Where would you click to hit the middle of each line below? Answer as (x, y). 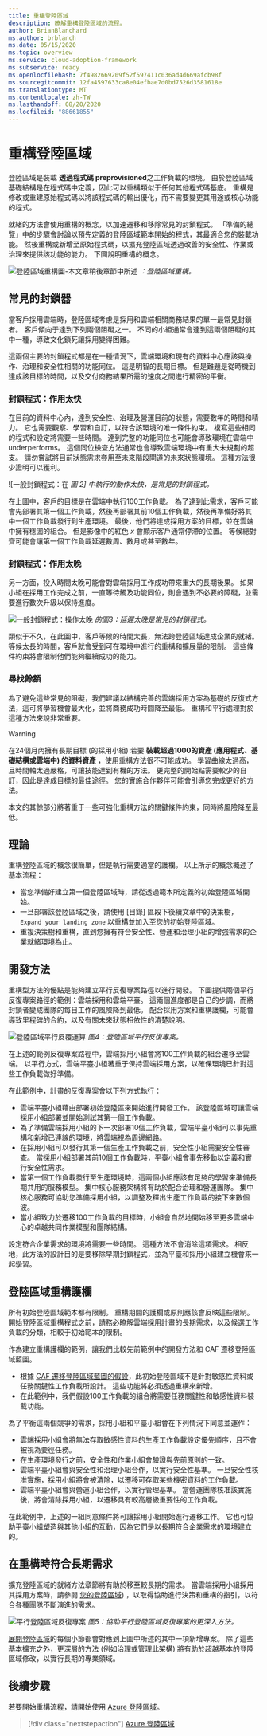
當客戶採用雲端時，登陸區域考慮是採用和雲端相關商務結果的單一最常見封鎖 (130, 319)
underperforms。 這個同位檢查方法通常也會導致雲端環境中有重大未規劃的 (128, 448)
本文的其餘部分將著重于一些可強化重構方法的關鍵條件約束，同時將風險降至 (130, 807)
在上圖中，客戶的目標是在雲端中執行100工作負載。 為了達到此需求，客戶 (126, 501)
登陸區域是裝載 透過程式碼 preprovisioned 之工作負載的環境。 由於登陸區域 (131, 177)
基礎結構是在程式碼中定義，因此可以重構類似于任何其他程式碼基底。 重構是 (131, 187)
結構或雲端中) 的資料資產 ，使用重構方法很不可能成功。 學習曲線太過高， (134, 760)
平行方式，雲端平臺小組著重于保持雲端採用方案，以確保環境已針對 (139, 1064)
